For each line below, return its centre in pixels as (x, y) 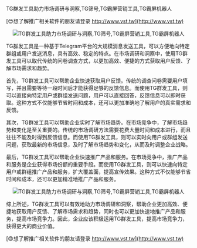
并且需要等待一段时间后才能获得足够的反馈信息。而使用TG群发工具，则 (102, 88)
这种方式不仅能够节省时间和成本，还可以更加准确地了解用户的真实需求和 (103, 103)
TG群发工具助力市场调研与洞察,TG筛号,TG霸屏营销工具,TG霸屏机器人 (89, 9)
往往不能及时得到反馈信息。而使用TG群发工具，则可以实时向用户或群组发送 (97, 137)
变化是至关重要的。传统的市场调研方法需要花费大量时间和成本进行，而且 (103, 130)
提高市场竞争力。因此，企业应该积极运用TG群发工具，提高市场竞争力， (102, 219)
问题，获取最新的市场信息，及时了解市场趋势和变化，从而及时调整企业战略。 (98, 145)
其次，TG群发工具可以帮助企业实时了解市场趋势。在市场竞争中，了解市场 (94, 123)
